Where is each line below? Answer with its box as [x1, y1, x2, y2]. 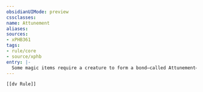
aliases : [6, 25, 28, 32]
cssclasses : [6, 14, 36, 20]
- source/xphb [6, 54, 42, 60]
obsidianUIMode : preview [6, 8, 69, 15]
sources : [6, 31, 28, 37]
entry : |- [6, 59, 31, 65]
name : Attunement [6, 20, 50, 26]
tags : [6, 43, 20, 49]
